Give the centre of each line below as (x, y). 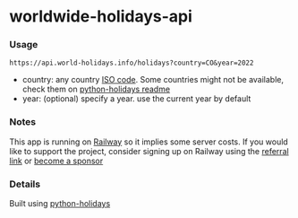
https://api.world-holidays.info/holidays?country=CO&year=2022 (132, 63)
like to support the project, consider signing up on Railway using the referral (149, 151)
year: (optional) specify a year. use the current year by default (136, 99)
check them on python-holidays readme (96, 89)
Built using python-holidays (60, 204)
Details (25, 184)
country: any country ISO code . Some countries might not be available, (153, 80)
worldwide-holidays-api (101, 17)
